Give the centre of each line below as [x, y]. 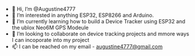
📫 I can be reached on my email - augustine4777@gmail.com [87, 46]
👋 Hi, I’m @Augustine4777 [43, 9]
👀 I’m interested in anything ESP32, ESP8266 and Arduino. [83, 15]
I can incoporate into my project [51, 40]
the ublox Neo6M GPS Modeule [50, 27]
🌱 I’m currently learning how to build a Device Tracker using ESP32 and [98, 21]
